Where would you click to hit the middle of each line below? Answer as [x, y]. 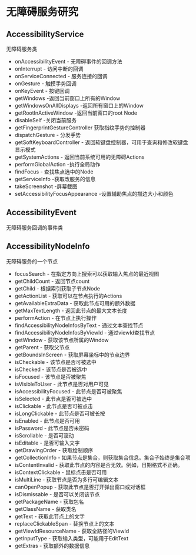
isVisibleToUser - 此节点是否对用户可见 [62, 384]
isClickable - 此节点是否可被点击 [54, 406]
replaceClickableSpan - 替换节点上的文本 [64, 523]
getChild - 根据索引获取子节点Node [57, 288]
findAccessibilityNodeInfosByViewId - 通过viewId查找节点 [85, 332]
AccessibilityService [45, 34]
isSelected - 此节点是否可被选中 [53, 399]
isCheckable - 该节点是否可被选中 [56, 362]
